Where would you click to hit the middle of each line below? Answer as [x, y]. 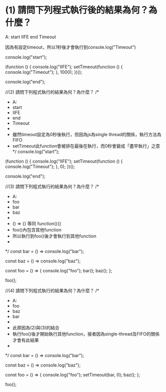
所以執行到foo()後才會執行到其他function [54, 236]
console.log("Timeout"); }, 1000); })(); [44, 72]
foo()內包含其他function [37, 229]
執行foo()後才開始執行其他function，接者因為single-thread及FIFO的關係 [86, 334]
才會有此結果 [25, 340]
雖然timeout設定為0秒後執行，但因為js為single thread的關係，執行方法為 [87, 134]
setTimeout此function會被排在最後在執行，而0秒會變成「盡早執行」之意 [86, 146]
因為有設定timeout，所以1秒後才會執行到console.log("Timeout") [71, 47]
